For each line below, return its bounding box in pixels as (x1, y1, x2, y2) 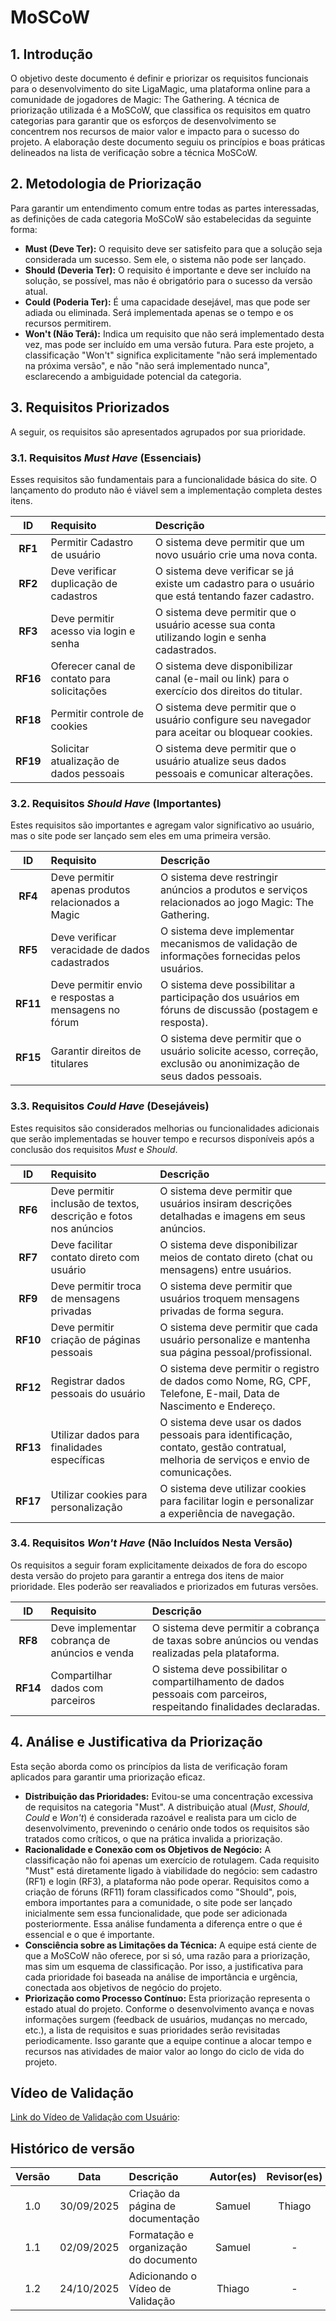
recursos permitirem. (24, 317, 112, 329)
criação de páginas (50, 1332, 141, 1346)
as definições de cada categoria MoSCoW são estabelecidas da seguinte (10, 212, 312, 225)
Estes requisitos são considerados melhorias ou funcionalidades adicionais (10, 1122, 320, 1134)
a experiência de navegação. (159, 1506, 296, 1520)
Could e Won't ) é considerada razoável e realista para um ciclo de (24, 1811, 297, 1823)
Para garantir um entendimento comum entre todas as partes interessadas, (10, 202, 320, 214)
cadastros (50, 589, 98, 603)
